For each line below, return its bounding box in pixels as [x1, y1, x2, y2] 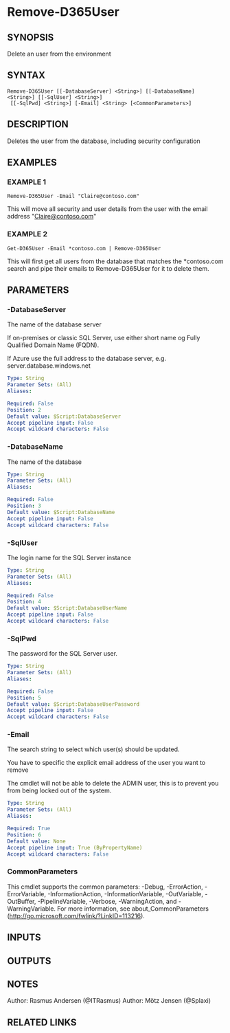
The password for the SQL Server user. [7, 649, 118, 658]
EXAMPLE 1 [7, 177, 47, 186]
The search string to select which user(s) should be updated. [7, 745, 180, 753]
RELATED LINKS [7, 1017, 77, 1028]
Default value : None [7, 838, 67, 845]
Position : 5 [7, 694, 41, 701]
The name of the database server [7, 320, 102, 329]
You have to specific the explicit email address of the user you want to [7, 759, 206, 767]
